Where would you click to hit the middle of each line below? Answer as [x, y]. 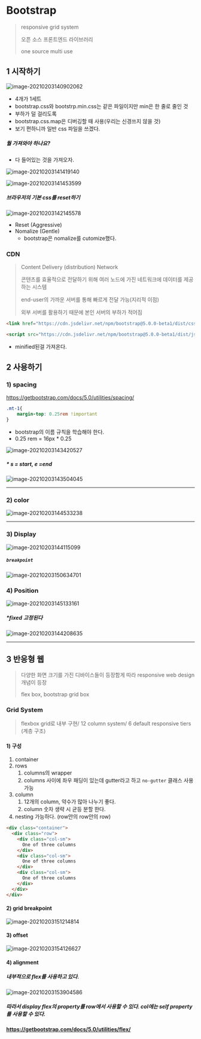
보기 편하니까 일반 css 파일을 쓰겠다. [57, 129]
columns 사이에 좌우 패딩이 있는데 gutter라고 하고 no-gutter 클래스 [103, 781]
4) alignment [22, 962]
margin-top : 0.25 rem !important [57, 414]
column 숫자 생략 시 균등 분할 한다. [65, 809]
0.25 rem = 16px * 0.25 [43, 439]
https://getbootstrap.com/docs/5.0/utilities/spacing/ [70, 398]
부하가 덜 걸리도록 [36, 114]
